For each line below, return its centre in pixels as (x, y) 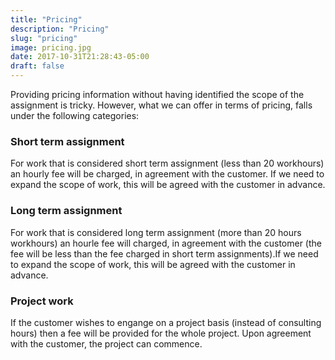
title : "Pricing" (46, 19)
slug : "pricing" (44, 38)
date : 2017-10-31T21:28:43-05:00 (80, 57)
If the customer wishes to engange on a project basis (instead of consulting (166, 322)
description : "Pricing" (60, 29)
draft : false (37, 66)
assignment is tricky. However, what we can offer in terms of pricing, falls (161, 105)
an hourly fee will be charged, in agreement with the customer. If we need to (167, 174)
